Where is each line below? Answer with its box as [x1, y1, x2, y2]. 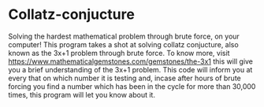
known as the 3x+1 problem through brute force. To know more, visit [8, 48, 230, 57]
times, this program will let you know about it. [8, 90, 156, 99]
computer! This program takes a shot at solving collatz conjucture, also [8, 39, 239, 49]
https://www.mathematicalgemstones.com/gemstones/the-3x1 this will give [8, 57, 254, 66]
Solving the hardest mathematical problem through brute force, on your [8, 31, 240, 41]
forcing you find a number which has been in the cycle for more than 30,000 [8, 81, 256, 91]
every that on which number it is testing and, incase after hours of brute [8, 73, 242, 83]
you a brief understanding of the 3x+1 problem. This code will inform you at [8, 65, 253, 74]
